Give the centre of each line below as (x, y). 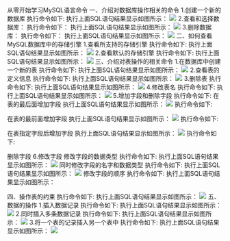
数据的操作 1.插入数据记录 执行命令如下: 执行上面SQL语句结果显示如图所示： (115, 205)
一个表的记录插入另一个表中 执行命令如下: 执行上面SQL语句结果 (130, 222)
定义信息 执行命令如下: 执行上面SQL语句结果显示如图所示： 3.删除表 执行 (114, 78)
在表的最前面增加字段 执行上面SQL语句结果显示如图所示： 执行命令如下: (113, 119)
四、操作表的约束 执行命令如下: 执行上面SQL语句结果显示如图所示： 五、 (114, 196)
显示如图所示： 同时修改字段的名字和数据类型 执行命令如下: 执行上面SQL (114, 165)
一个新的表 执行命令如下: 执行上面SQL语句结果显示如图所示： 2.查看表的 (113, 70)
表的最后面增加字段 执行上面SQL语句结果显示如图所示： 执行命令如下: (110, 104)
